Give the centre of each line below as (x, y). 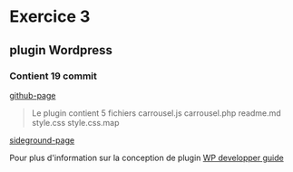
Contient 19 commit (54, 76)
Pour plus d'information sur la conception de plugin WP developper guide (146, 158)
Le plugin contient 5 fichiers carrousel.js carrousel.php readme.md (156, 113)
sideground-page (42, 140)
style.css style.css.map (75, 122)
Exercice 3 (50, 17)
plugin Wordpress (61, 50)
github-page (33, 95)
